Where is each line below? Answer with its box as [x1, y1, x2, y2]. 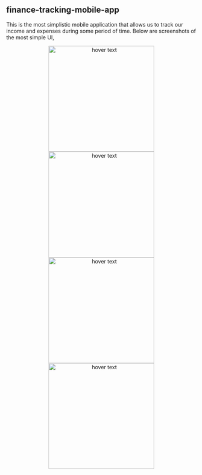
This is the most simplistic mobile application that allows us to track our [6, 21, 183, 28]
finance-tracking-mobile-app [6, 5, 119, 15]
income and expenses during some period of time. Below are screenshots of [6, 27, 197, 34]
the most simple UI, [6, 33, 54, 41]
